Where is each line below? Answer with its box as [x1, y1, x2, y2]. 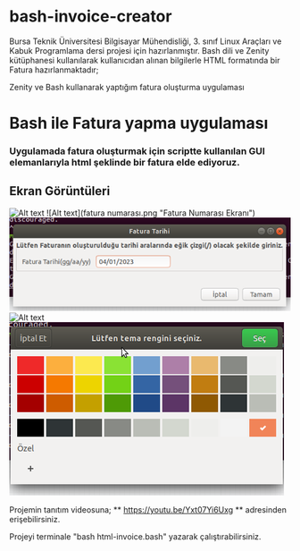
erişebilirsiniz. [9, 514, 61, 525]
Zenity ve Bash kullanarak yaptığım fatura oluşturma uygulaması [9, 81, 245, 92]
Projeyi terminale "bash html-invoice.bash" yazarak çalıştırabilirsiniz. [9, 531, 262, 542]
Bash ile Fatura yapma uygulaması [9, 114, 269, 133]
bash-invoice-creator [9, 6, 172, 27]
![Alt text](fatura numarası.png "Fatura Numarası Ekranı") [46, 208, 256, 218]
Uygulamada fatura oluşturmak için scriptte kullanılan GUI [9, 145, 265, 157]
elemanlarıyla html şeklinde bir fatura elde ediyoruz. [9, 157, 240, 169]
